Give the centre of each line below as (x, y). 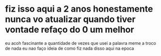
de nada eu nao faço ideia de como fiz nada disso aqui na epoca (70, 48)
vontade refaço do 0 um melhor (70, 30)
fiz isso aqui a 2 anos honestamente (79, 9)
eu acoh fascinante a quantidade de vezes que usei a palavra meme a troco (80, 43)
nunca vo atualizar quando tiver (70, 19)
